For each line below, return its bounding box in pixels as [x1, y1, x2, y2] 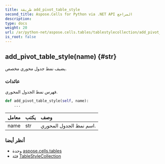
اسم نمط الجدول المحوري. [40, 122, 96, 129]
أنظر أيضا [5, 137, 25, 143]
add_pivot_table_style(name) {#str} [5, 52, 117, 61]
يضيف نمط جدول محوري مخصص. [5, 66, 67, 71]
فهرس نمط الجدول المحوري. [5, 89, 58, 94]
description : [5, 16, 32, 21]
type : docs [5, 21, 27, 26]
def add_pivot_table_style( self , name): [5, 98, 89, 103]
